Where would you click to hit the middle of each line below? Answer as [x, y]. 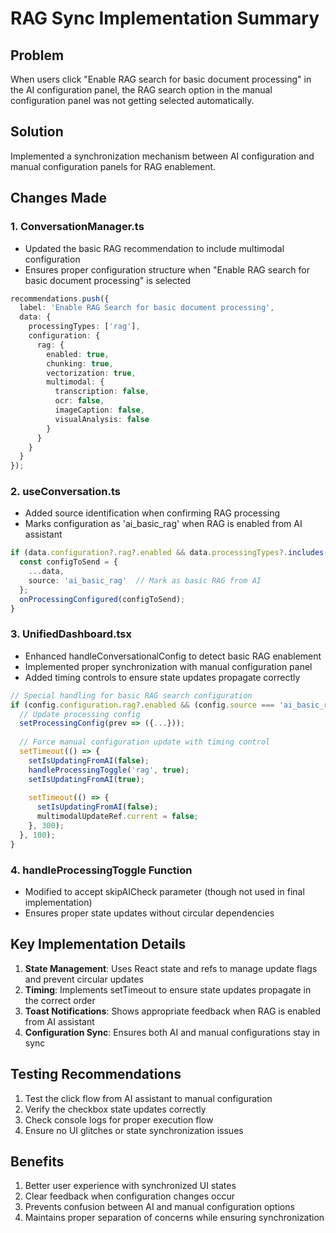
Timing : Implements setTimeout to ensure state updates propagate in [168, 989]
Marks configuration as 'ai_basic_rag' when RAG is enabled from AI [163, 524]
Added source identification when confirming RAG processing [152, 513]
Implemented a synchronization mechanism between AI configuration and [162, 156]
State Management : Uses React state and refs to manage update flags [171, 968]
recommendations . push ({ [60, 298]
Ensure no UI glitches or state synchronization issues [134, 1130]
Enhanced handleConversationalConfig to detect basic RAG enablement [173, 656]
